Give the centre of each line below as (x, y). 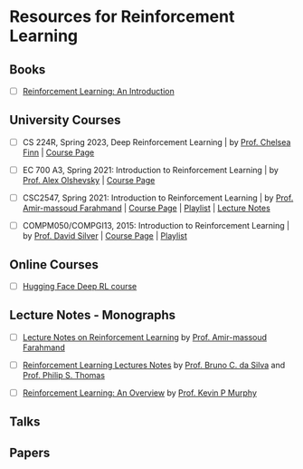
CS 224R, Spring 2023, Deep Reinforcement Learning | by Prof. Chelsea (156, 142)
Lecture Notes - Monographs (93, 315)
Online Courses (54, 264)
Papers (30, 452)
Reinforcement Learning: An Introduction (98, 91)
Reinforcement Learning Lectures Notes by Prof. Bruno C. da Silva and (154, 365)
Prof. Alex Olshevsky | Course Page (89, 180)
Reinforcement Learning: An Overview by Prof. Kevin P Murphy (140, 393)
